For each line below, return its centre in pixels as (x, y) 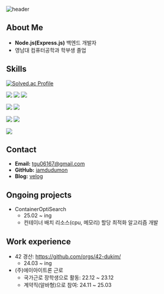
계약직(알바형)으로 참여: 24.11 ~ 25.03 (67, 285)
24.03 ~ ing (38, 263)
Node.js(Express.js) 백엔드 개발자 (55, 43)
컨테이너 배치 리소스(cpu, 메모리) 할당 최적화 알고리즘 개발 (91, 222)
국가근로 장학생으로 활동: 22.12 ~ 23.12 (69, 277)
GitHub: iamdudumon (41, 170)
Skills (16, 69)
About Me (25, 28)
